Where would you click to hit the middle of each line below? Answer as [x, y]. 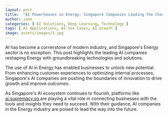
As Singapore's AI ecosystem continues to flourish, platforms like [72, 93]
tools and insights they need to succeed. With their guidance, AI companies [83, 104]
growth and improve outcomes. [37, 83]
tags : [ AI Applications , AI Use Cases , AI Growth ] [61, 28]
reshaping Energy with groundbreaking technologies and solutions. [74, 58]
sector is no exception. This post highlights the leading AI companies [76, 52]
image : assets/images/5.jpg [34, 33]
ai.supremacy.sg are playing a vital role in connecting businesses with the [81, 98]
